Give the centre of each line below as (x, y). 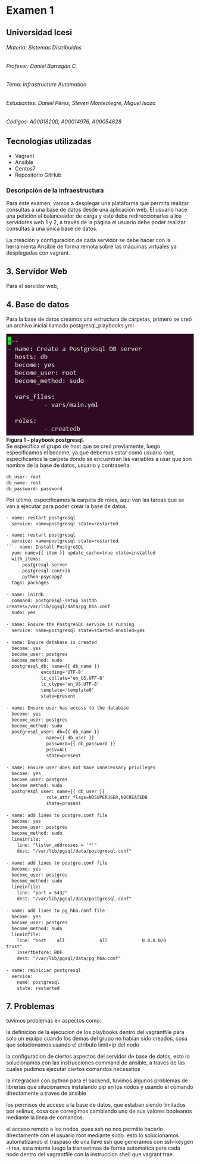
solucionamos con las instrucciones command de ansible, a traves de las (96, 1063)
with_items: (26, 559)
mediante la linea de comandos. (45, 1117)
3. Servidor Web (37, 272)
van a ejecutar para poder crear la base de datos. (67, 506)
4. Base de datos (38, 305)
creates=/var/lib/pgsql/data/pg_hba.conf (58, 606)
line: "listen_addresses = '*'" (57, 845)
